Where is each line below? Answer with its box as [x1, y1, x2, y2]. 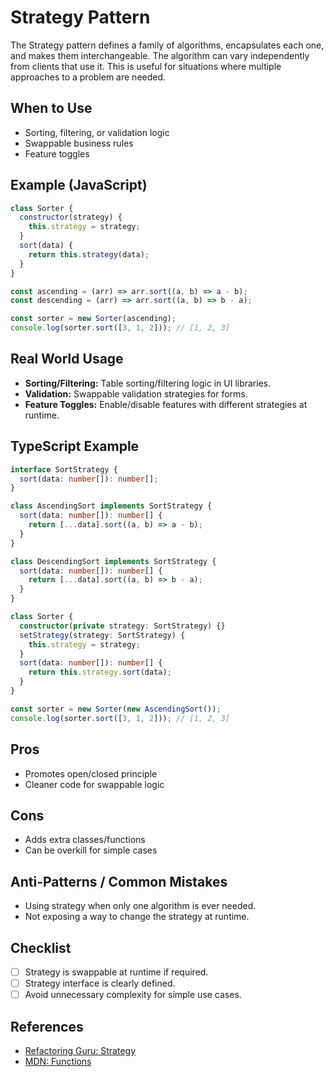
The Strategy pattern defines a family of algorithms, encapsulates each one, [10, 39, 325, 51]
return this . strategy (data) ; [28, 249, 150, 260]
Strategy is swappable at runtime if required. [24, 966, 209, 978]
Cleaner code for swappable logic [24, 778, 165, 790]
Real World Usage [10, 351, 124, 368]
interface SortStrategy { [10, 464, 118, 475]
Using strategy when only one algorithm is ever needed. [24, 900, 257, 912]
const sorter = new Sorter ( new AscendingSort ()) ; [10, 704, 222, 714]
